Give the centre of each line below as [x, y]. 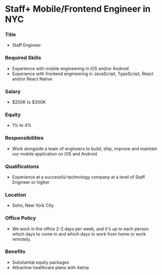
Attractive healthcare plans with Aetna [50, 267]
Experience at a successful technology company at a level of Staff [78, 177]
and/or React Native [32, 79]
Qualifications [22, 166]
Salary [13, 91]
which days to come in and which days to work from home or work [79, 234]
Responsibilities [24, 138]
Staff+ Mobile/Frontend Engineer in [78, 9]
